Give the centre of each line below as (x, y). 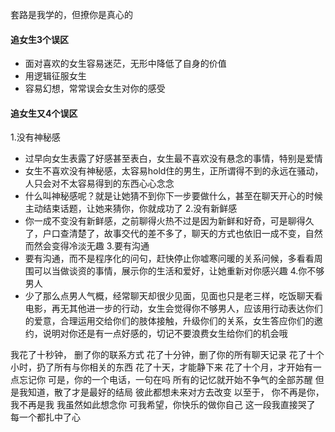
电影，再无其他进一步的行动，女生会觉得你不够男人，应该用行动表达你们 (173, 309)
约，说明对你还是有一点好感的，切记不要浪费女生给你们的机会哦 (156, 334)
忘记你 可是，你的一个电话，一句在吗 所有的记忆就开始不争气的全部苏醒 (165, 380)
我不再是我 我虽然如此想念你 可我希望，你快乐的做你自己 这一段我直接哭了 (163, 405)
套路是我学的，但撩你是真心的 (71, 14)
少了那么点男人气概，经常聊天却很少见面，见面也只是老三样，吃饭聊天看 (173, 296)
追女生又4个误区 (44, 113)
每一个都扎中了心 (45, 417)
